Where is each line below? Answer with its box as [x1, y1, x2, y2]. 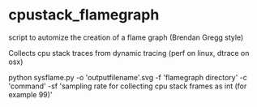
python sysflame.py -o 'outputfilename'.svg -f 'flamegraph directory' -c [8, 72, 247, 82]
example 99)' [8, 89, 53, 99]
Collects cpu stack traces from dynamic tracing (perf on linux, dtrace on [8, 48, 250, 58]
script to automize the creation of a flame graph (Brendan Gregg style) [8, 32, 244, 42]
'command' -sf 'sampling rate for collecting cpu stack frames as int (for [8, 81, 247, 91]
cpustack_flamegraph [8, 6, 160, 24]
